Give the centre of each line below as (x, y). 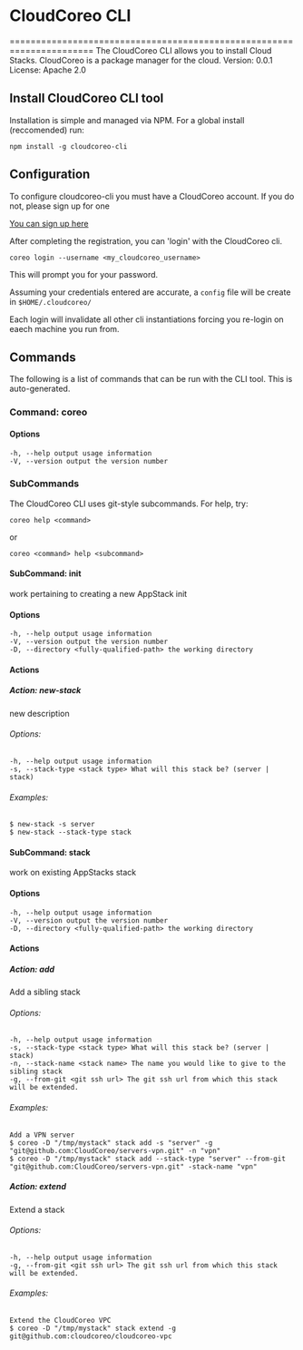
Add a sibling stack (45, 992)
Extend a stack (37, 1209)
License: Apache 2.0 (48, 70)
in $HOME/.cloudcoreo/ (51, 301)
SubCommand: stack (50, 852)
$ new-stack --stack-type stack (70, 832)
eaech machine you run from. (64, 328)
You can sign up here (49, 223)
